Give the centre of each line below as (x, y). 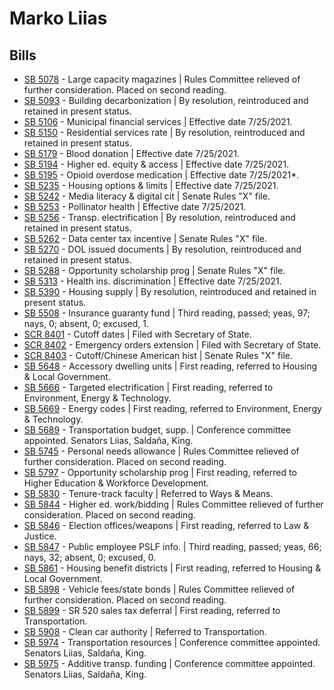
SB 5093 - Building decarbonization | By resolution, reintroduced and (166, 100)
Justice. (40, 536)
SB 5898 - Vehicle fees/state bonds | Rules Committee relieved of (159, 589)
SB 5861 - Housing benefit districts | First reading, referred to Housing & (172, 568)
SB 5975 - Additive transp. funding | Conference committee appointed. (169, 663)
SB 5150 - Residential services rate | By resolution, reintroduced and (164, 132)
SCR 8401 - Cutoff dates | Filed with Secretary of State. (137, 334)
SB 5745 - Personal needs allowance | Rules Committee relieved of (161, 451)
